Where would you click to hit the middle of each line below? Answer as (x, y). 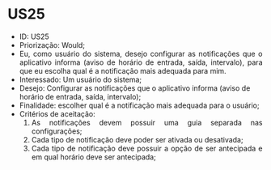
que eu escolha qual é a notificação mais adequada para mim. (123, 70)
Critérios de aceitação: (57, 113)
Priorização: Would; (52, 45)
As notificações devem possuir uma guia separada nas (147, 122)
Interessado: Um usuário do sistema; (80, 79)
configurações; (57, 131)
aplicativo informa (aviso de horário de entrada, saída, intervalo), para (141, 62)
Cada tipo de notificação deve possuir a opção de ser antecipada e (147, 148)
